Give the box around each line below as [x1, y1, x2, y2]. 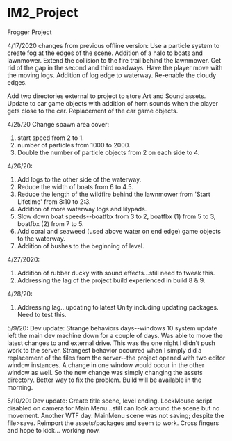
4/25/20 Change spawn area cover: [7, 120, 110, 128]
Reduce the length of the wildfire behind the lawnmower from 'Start [17, 190, 210, 198]
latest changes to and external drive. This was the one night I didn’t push [7, 339, 215, 347]
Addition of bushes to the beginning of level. [17, 241, 144, 250]
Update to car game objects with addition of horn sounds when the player [7, 99, 219, 107]
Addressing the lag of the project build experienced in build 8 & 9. [17, 276, 206, 284]
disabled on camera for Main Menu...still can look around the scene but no [7, 403, 220, 412]
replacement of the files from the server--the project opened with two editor [7, 353, 226, 362]
